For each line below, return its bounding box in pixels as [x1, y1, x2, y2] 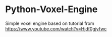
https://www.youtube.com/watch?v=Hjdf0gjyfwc [5, 25, 107, 31]
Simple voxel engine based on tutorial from [5, 20, 94, 26]
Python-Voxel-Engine [5, 4, 98, 15]
